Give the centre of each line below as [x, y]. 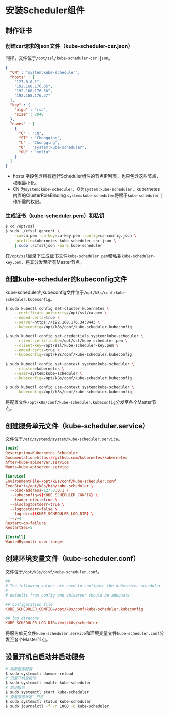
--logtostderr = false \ [34, 509]
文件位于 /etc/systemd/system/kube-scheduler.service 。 [64, 439]
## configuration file [29, 605]
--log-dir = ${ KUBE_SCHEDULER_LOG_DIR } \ [52, 514]
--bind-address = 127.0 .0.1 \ [39, 490]
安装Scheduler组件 [45, 10]
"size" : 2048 [29, 114]
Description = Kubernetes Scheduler [42, 453]
